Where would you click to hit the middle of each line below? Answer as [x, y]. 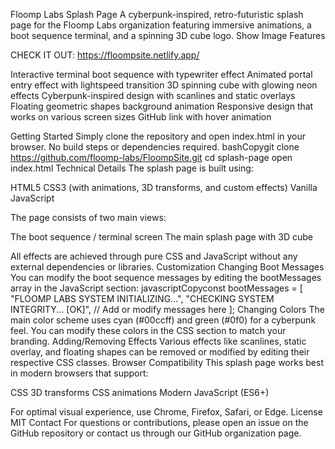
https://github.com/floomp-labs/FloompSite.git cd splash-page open [151, 157]
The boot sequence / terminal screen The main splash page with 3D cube [161, 237]
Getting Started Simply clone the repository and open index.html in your [158, 136]
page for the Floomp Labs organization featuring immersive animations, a [161, 25]
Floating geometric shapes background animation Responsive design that [162, 106]
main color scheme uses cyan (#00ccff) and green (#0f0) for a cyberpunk [163, 320]
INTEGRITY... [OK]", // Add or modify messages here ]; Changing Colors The [167, 309]
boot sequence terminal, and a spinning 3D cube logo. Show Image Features [168, 35]
